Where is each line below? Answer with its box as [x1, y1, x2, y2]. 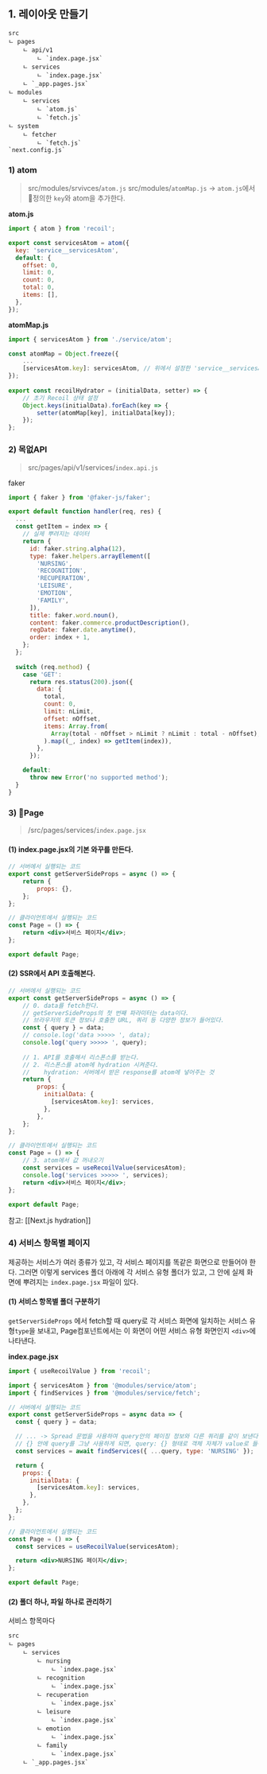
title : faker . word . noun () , [29, 611, 119, 619]
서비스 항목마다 [8, 1616, 56, 1625]
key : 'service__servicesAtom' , [15, 246, 119, 255]
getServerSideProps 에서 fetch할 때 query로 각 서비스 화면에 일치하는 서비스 [8, 1316, 248, 1325]
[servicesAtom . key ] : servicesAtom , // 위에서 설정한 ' [22, 364, 198, 372]
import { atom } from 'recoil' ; [8, 225, 115, 233]
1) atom [8, 164, 37, 175]
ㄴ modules [8, 88, 43, 96]
